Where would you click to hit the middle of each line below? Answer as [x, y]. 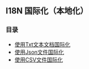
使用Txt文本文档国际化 [42, 44]
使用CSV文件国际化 [38, 59]
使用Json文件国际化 [39, 52]
